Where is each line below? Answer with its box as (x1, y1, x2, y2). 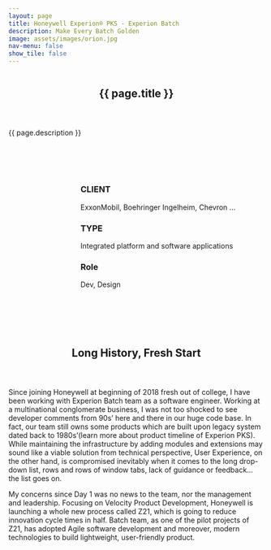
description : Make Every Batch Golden (8, 27, 140, 35)
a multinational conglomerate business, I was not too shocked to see (8, 404, 238, 414)
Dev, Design (80, 279, 122, 289)
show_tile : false (8, 50, 67, 58)
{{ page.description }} (8, 128, 82, 138)
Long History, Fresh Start (71, 346, 201, 360)
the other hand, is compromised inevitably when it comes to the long (8, 456, 238, 466)
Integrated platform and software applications (80, 240, 234, 250)
